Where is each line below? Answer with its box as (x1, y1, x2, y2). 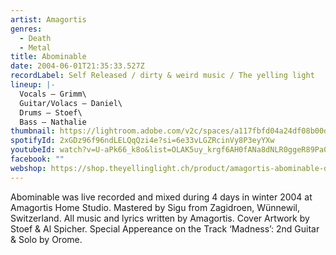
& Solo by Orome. (10, 233, 83, 245)
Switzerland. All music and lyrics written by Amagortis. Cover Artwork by (10, 212, 310, 224)
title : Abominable (10, 52, 87, 62)
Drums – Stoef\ (19, 107, 83, 118)
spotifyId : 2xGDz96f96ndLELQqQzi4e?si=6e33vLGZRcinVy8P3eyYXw (10, 136, 275, 146)
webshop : (10, 163, 47, 173)
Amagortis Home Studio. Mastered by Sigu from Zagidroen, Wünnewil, (10, 201, 301, 213)
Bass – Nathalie (19, 117, 87, 127)
